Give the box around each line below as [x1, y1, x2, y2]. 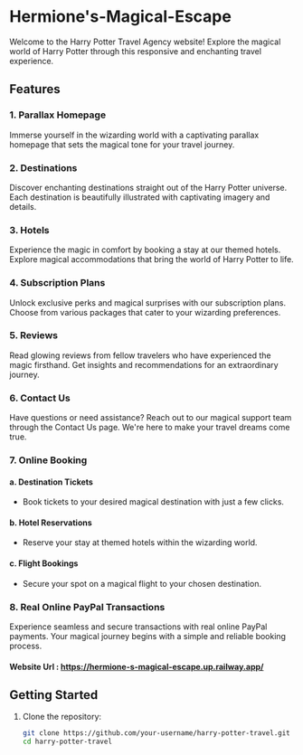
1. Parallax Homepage [9, 109, 107, 121]
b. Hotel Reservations [9, 517, 92, 528]
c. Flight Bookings [9, 558, 79, 569]
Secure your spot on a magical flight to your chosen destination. [22, 578, 262, 589]
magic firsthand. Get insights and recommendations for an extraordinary [9, 359, 279, 370]
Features [9, 81, 61, 97]
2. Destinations [9, 161, 78, 174]
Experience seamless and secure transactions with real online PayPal [9, 621, 268, 632]
